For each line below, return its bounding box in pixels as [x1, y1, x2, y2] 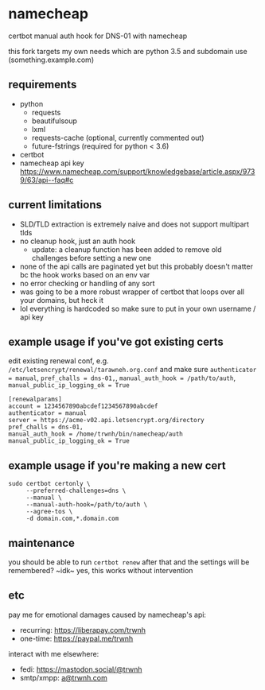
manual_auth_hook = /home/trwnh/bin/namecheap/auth [8, 430, 183, 438]
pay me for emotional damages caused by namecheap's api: [8, 610, 207, 619]
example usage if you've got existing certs [8, 335, 224, 348]
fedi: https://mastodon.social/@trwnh [19, 665, 142, 674]
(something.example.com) [8, 55, 94, 64]
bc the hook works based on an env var [19, 269, 150, 279]
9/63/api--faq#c [19, 175, 74, 184]
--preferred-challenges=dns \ [25, 486, 127, 495]
